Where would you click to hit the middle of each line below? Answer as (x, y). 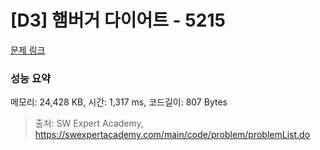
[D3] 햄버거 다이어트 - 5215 (118, 20)
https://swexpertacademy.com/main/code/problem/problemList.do (172, 135)
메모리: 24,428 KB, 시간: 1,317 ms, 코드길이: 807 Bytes (119, 102)
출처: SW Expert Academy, (89, 123)
